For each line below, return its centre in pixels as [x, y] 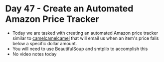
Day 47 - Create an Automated [69, 9]
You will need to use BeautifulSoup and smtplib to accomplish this [80, 49]
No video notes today [34, 54]
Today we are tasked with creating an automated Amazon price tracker [85, 33]
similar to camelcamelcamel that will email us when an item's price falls [85, 38]
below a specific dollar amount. [45, 43]
